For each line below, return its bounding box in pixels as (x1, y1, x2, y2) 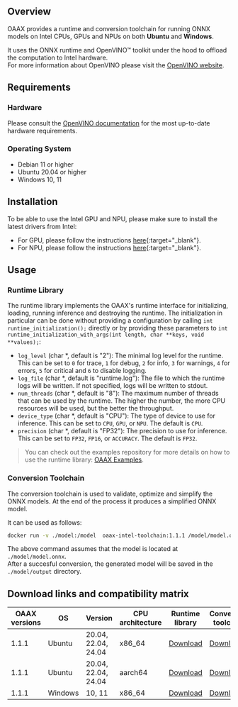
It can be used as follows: (7, 518, 82, 527)
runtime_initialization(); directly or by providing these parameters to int (7, 324, 228, 333)
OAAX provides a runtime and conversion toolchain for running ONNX (7, 24, 211, 33)
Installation (7, 196, 58, 208)
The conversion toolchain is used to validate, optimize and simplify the (7, 489, 213, 498)
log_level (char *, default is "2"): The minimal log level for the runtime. (17, 351, 224, 360)
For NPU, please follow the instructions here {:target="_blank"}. (17, 243, 202, 252)
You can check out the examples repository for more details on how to (24, 448, 230, 457)
